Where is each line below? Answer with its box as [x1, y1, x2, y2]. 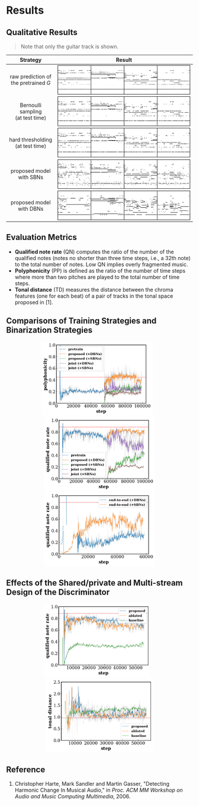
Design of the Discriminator [6, 587, 110, 597]
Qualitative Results [6, 27, 78, 37]
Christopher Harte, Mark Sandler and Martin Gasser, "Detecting [14, 780, 170, 788]
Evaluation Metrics [6, 232, 77, 242]
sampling [20, 108, 42, 115]
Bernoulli [20, 102, 41, 109]
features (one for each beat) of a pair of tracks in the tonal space [14, 292, 174, 299]
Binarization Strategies [6, 325, 93, 336]
